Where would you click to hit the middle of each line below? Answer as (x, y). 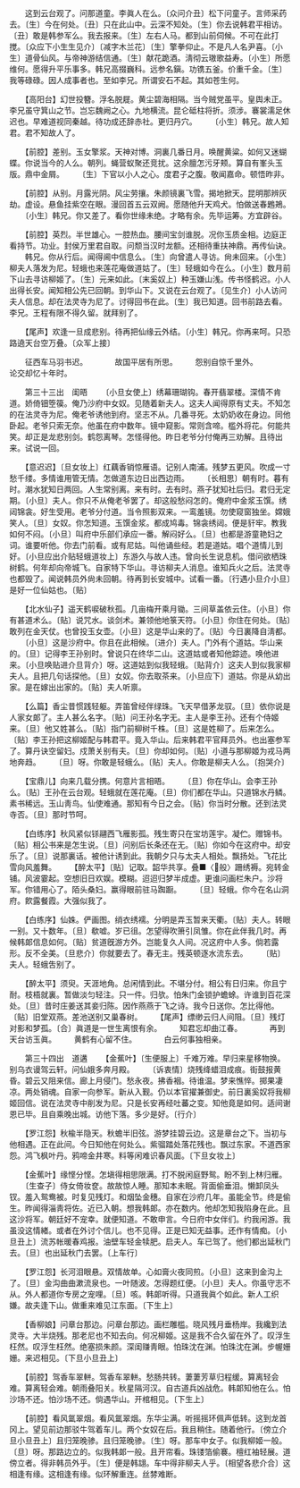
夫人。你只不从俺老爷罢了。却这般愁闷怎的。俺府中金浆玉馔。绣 (170, 500)
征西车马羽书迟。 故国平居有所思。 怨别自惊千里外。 (139, 362)
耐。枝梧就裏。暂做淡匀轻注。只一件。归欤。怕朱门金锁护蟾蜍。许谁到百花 (146, 994)
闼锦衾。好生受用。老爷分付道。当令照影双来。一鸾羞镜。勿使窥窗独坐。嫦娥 (150, 511)
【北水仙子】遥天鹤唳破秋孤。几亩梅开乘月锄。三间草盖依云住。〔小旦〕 (154, 609)
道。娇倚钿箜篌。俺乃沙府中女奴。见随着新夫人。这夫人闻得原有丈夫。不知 (146, 403)
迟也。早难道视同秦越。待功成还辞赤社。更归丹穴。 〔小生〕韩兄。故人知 (149, 122)
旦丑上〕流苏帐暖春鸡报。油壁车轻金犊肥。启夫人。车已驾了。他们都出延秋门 (150, 1242)
